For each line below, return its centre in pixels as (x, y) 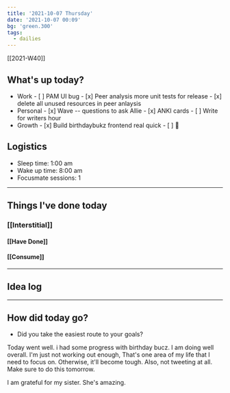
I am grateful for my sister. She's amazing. (66, 383)
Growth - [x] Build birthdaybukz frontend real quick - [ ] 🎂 (98, 125)
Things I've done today (57, 206)
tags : (15, 32)
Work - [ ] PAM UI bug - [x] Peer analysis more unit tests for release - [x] (119, 96)
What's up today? (46, 80)
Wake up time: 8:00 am (50, 170)
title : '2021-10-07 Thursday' (50, 13)
